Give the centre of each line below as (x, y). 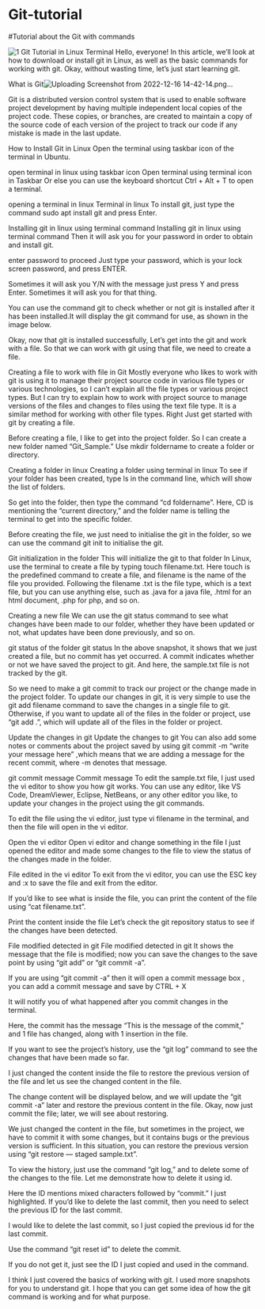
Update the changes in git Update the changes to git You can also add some (132, 737)
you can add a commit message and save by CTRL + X (98, 986)
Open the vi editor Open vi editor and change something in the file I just (125, 842)
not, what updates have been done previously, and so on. (102, 632)
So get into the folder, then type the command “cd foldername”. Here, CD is (131, 502)
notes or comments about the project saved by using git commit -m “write (129, 745)
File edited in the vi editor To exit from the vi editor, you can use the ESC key (132, 874)
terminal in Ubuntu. (40, 157)
